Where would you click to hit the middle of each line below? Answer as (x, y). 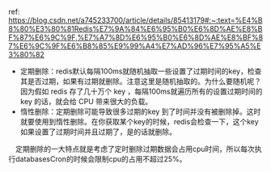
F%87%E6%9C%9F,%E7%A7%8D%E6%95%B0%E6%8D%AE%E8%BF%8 (136, 37)
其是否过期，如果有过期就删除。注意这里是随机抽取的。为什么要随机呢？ (140, 81)
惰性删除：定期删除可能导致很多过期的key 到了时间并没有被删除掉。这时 (140, 111)
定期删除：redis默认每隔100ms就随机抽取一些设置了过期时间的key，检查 (141, 71)
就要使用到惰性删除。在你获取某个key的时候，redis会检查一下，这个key (139, 122)
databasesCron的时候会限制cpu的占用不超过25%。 (101, 159)
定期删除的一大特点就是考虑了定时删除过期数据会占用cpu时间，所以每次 (135, 149)
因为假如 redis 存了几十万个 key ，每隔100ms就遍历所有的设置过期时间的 (141, 91)
